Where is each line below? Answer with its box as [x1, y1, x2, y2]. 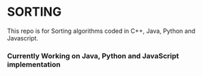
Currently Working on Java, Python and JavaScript [7, 51, 179, 60]
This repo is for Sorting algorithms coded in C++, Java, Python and [7, 27, 196, 35]
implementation [7, 60, 61, 69]
